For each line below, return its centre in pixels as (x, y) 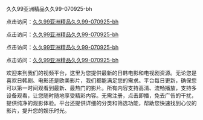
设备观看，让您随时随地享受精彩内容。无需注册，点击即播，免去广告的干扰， (101, 96)
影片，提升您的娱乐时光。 (38, 111)
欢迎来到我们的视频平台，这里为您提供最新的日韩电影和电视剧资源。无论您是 (101, 73)
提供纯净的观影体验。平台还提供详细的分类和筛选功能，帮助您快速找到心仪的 (101, 103)
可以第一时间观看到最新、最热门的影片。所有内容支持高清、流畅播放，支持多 (101, 88)
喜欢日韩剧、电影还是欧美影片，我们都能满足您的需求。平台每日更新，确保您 (101, 81)
